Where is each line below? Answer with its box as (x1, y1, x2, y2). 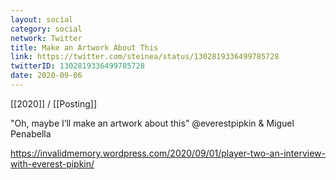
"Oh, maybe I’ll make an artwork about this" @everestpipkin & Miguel (10, 117, 295, 129)
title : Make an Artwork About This (10, 42, 159, 53)
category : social (10, 24, 83, 34)
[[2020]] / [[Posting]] (10, 97, 97, 110)
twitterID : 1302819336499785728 (10, 61, 145, 71)
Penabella (10, 127, 52, 140)
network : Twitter (10, 33, 83, 43)
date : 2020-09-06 (10, 71, 83, 81)
